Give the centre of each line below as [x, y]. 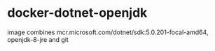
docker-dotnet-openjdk [77, 13]
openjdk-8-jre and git [38, 39]
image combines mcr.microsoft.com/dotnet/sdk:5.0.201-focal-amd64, [108, 32]
